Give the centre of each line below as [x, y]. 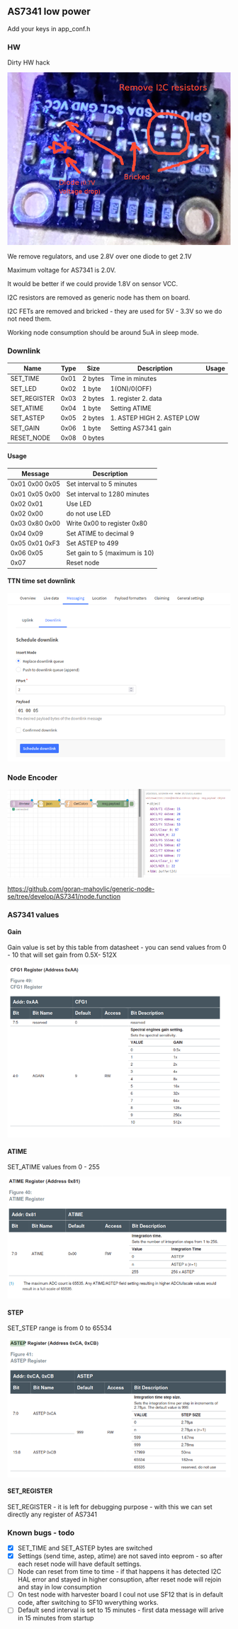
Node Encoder [33, 777]
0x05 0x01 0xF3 [35, 543]
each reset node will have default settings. [79, 1564]
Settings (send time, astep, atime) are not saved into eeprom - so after [120, 1556]
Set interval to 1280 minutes [108, 494]
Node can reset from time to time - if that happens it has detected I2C [119, 1572]
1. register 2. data [136, 398]
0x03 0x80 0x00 [35, 523]
